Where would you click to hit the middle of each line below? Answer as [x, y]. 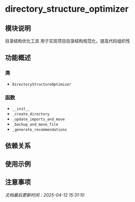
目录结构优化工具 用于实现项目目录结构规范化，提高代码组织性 [67, 41]
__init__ [21, 109]
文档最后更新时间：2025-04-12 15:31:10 [45, 195]
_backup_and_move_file [35, 124]
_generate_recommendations [39, 130]
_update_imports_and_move [38, 119]
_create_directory [31, 114]
